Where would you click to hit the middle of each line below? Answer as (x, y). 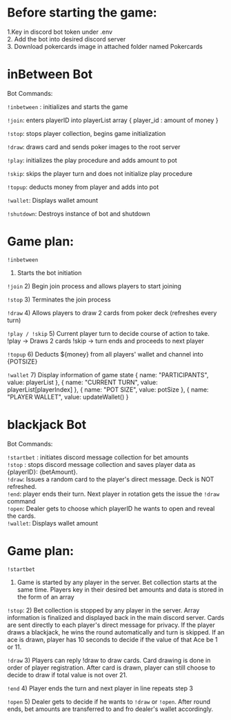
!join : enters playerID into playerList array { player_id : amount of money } (113, 120)
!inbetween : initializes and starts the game (68, 107)
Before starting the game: (82, 13)
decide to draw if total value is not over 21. (67, 674)
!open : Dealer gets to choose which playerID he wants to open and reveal (111, 508)
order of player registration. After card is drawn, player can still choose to (111, 668)
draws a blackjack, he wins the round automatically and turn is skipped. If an (116, 632)
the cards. (21, 516)
